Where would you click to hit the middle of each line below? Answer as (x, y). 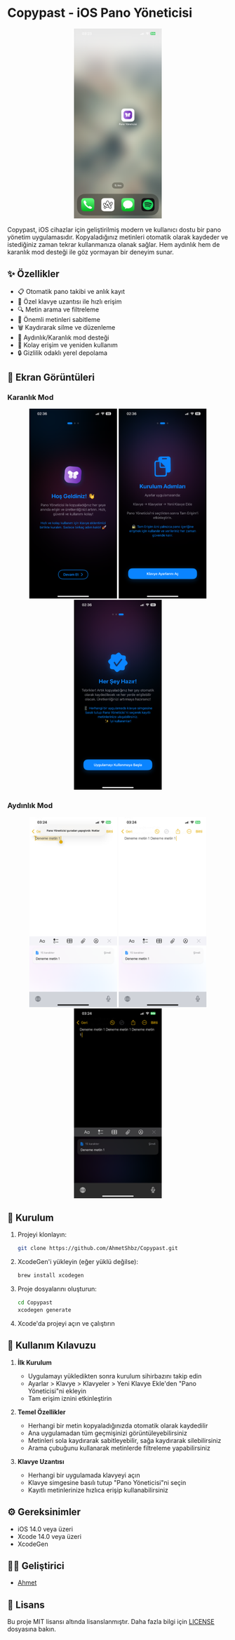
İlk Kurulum (34, 1362)
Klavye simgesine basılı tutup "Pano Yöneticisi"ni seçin (107, 1482)
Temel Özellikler (41, 1412)
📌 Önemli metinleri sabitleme (59, 319)
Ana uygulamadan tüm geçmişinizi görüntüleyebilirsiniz (107, 1433)
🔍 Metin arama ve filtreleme (58, 309)
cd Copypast (35, 1303)
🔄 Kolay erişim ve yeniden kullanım (67, 344)
